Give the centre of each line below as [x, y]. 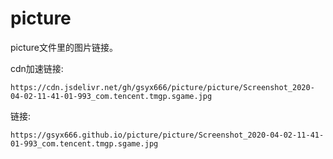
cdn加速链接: [37, 68]
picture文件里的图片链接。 [64, 47]
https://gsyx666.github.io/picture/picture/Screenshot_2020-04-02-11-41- [167, 135]
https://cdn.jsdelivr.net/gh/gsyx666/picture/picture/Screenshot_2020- [162, 87]
